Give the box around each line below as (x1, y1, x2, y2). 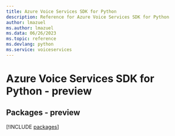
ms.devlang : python (6, 42, 54, 47)
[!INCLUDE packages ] (6, 123, 59, 130)
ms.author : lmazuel (6, 25, 54, 31)
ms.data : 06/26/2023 (6, 30, 57, 36)
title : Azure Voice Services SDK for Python (6, 8, 117, 15)
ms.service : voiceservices (6, 47, 72, 53)
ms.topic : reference (6, 36, 57, 42)
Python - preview (6, 84, 92, 97)
